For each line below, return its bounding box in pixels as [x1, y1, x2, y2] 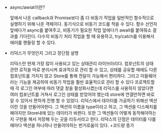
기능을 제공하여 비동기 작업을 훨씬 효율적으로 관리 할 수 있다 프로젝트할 [19, 79, 155, 85]
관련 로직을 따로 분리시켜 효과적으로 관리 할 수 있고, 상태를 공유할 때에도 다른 [9, 67, 158, 73]
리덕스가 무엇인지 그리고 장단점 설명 [9, 50, 79, 56]
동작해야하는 [132, 110, 157, 116]
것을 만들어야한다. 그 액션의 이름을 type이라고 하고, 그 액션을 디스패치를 [19, 104, 157, 110]
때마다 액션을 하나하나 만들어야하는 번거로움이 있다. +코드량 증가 [9, 123, 134, 128]
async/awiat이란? [9, 4, 45, 10]
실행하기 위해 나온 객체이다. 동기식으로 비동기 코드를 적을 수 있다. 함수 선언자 [9, 21, 158, 27]
